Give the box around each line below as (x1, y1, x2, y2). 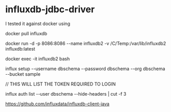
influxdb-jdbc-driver (5, 4, 95, 15)
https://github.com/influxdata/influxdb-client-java (5, 101, 110, 107)
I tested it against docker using (5, 20, 71, 27)
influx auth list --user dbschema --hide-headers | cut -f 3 (5, 91, 126, 97)
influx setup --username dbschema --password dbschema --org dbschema (5, 65, 165, 72)
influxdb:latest (5, 46, 35, 52)
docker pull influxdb (5, 30, 48, 36)
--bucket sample (5, 71, 41, 77)
